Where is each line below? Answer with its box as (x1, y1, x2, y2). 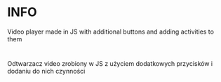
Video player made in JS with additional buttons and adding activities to (7, 27, 214, 36)
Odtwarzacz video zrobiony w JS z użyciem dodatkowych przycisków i (7, 60, 213, 68)
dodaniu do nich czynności (7, 67, 86, 76)
